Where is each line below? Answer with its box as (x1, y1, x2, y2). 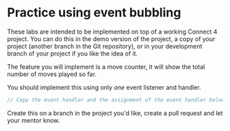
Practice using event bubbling (7, 5, 181, 21)
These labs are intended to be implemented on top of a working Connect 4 (7, 27, 218, 36)
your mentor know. (7, 116, 60, 124)
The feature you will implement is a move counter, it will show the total (7, 62, 205, 71)
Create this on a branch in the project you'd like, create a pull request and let (7, 108, 223, 117)
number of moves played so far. (7, 70, 97, 78)
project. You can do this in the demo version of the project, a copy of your (7, 34, 216, 43)
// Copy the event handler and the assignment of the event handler (7, 96, 207, 104)
